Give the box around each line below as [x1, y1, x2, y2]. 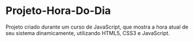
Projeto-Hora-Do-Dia [5, 4, 111, 17]
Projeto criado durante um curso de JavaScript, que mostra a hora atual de [5, 23, 189, 30]
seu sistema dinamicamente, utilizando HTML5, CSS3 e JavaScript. [5, 29, 170, 36]
